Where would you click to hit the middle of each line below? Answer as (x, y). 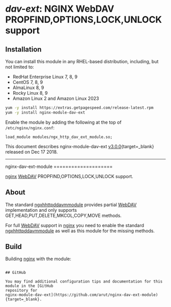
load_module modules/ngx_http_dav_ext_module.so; (59, 137)
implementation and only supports (41, 210)
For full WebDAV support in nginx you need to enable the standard (75, 225)
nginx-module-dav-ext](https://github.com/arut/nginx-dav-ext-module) (82, 295)
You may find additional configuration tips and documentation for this (84, 282)
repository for (21, 291)
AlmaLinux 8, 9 (28, 88)
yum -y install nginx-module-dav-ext (45, 113)
